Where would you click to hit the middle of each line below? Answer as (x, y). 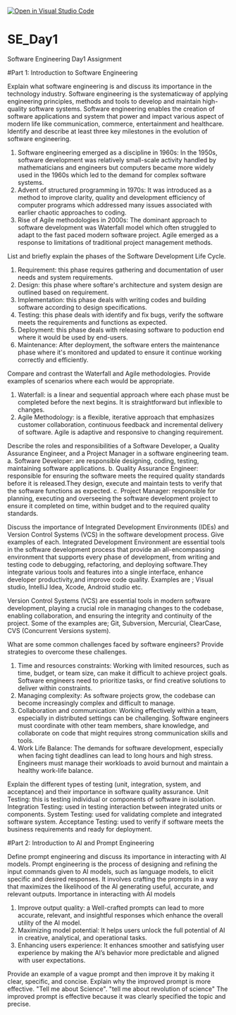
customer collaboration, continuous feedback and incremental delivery (120, 424)
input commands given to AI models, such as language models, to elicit (111, 871)
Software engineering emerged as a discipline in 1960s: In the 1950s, (117, 152)
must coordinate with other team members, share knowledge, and (113, 725)
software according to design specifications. (82, 307)
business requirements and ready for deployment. (80, 829)
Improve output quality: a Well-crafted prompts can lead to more (111, 908)
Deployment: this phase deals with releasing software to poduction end (121, 330)
